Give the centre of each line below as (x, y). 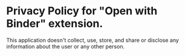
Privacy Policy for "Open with (82, 11)
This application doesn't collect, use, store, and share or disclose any (93, 40)
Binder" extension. (55, 24)
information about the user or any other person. (66, 46)
